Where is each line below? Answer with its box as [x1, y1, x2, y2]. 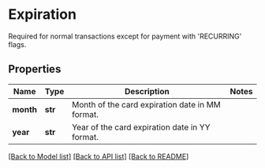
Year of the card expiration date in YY [72, 122, 211, 133]
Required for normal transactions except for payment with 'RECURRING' [8, 31, 242, 41]
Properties [8, 63, 62, 76]
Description [125, 86, 170, 97]
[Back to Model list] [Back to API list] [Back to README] [8, 152, 189, 161]
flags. [8, 39, 27, 49]
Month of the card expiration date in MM [72, 99, 221, 110]
